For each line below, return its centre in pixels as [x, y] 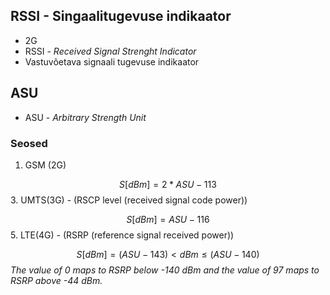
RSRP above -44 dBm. [56, 280]
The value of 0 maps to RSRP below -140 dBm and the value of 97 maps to [165, 270]
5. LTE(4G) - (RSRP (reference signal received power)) [122, 235]
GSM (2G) [45, 165]
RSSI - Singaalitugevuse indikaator [121, 16]
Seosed [29, 143]
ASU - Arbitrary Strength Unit [85, 117]
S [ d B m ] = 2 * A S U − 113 [168, 184]
